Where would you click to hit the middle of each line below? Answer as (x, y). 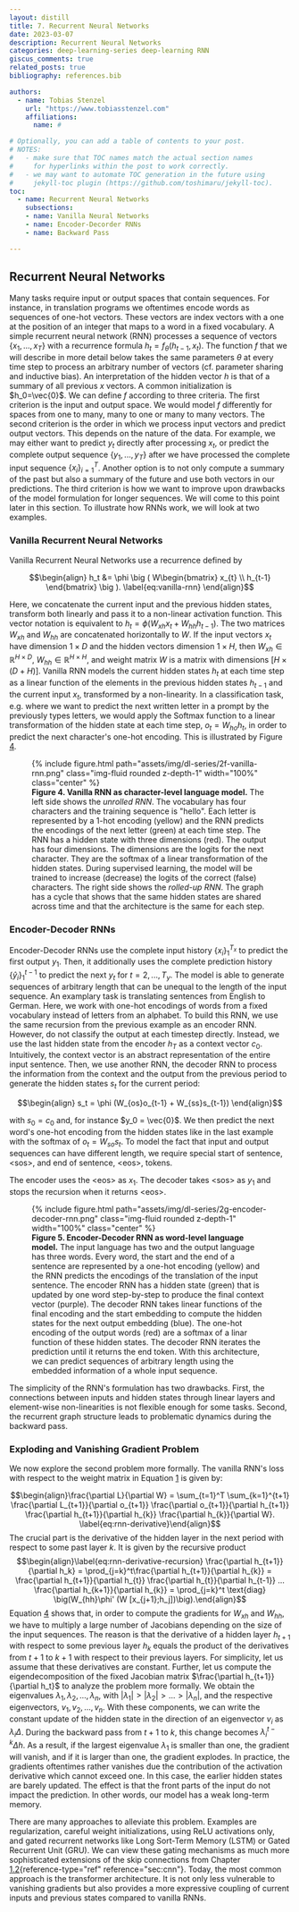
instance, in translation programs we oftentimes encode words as (129, 308)
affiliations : (51, 117)
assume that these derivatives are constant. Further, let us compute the (141, 1667)
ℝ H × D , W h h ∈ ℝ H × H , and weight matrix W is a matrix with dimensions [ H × (148, 660)
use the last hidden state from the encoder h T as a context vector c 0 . (136, 1045)
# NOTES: (25, 150)
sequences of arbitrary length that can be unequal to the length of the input (148, 986)
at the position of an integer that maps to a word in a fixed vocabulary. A (142, 326)
